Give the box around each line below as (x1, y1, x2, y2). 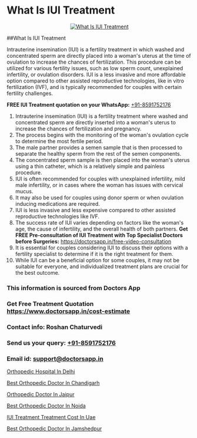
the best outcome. (15, 269, 60, 276)
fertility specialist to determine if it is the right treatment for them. (15, 250, 173, 257)
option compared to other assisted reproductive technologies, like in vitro (6, 77, 185, 84)
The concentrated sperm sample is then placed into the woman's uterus (15, 156, 190, 163)
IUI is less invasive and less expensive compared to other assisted (15, 206, 176, 213)
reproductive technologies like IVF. (15, 213, 99, 220)
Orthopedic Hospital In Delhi (6, 368, 75, 375)
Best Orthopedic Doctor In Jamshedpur (6, 425, 102, 432)
